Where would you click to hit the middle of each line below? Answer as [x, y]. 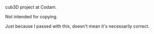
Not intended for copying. [32, 17]
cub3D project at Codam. [31, 7]
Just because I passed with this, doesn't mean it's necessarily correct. [77, 26]
